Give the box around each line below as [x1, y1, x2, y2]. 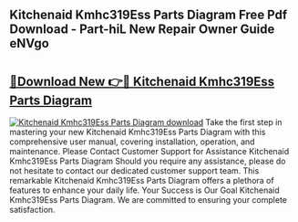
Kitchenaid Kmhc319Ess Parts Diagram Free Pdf [9, 7, 288, 23]
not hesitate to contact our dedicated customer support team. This [9, 165, 260, 176]
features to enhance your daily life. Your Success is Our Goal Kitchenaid [9, 185, 280, 196]
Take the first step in [205, 117, 283, 127]
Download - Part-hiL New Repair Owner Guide [9, 22, 275, 37]
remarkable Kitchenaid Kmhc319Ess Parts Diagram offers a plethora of [9, 175, 275, 185]
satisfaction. [9, 205, 57, 215]
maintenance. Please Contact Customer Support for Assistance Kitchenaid [9, 146, 290, 156]
